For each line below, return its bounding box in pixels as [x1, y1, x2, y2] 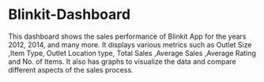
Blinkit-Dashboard [8, 6, 131, 24]
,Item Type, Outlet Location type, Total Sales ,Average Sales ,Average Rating [8, 48, 257, 58]
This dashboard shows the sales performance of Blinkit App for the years [8, 32, 247, 41]
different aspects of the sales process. [8, 65, 134, 74]
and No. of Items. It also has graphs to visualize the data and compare [8, 57, 236, 66]
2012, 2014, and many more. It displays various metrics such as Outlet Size [8, 39, 252, 49]
